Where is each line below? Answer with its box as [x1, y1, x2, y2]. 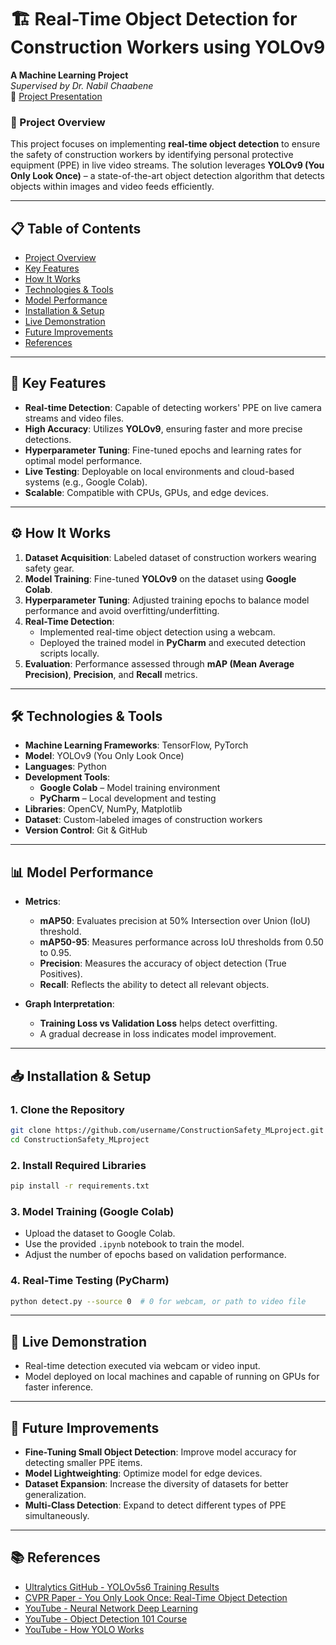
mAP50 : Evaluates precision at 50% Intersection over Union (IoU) [39, 915, 311, 927]
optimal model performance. [24, 454, 143, 466]
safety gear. [24, 562, 75, 574]
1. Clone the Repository [10, 1102, 125, 1116]
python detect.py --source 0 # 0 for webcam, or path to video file [10, 1296, 307, 1306]
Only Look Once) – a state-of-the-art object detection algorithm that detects [10, 170, 325, 182]
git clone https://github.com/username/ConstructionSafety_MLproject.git [10, 1125, 325, 1135]
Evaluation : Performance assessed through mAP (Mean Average [24, 657, 295, 670]
